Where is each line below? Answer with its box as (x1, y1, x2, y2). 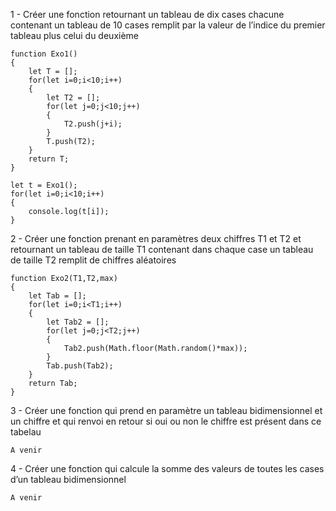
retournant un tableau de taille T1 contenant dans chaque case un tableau (10, 244, 314, 255)
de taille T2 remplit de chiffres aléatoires (10, 254, 177, 266)
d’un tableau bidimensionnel (10, 474, 127, 485)
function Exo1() (10, 49, 78, 59)
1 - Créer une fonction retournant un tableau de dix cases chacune (10, 9, 285, 20)
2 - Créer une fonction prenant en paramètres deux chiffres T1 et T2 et (10, 233, 302, 244)
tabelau (10, 426, 42, 438)
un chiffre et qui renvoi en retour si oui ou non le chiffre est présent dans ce (10, 415, 322, 427)
